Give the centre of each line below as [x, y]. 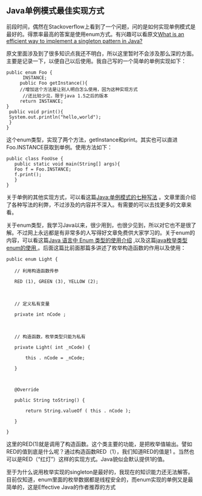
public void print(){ [36, 112]
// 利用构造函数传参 [37, 271]
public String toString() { [50, 400]
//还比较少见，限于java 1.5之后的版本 [65, 96]
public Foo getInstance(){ [54, 83]
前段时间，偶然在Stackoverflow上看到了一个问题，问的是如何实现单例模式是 [101, 27]
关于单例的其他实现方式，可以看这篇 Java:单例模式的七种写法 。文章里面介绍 [101, 197]
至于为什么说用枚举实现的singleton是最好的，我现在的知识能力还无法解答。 [100, 472]
